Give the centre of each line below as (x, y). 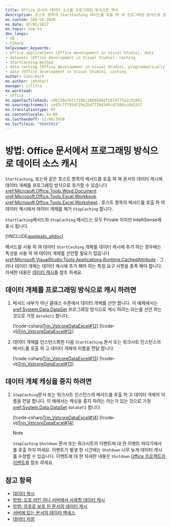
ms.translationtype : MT (31, 110)
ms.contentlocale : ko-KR (32, 115)
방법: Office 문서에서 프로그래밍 (68, 151)
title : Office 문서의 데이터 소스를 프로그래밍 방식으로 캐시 (62, 10)
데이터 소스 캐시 (46, 163)
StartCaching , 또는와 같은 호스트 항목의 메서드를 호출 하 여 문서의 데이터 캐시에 (84, 179)
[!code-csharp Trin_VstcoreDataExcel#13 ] (55, 358)
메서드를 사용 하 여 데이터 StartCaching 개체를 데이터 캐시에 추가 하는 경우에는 (83, 247)
